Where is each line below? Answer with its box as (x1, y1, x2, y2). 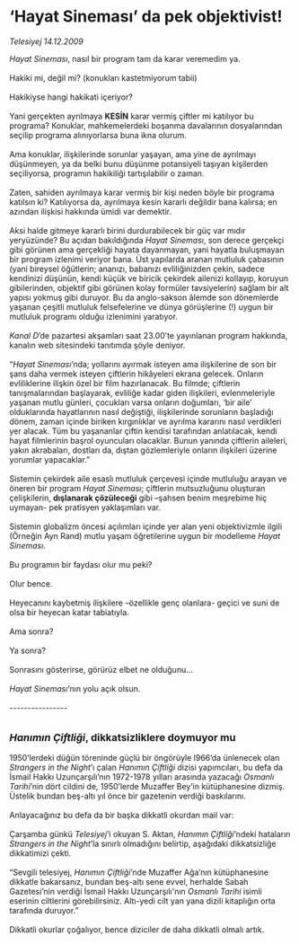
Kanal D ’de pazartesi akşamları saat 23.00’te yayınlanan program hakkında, (9, 330, 288, 340)
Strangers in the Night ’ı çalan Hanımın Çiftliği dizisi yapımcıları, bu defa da (9, 762, 284, 772)
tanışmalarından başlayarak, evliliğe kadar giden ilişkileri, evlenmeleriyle (9, 387, 276, 398)
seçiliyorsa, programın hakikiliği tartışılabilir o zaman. (9, 168, 205, 179)
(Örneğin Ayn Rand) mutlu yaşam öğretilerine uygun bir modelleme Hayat (9, 530, 281, 541)
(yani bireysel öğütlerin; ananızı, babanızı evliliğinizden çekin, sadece (9, 263, 265, 274)
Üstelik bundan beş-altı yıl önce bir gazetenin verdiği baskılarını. (9, 790, 247, 801)
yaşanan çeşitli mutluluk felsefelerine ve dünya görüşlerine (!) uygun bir (9, 301, 274, 312)
